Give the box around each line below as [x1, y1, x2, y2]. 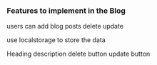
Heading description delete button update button [6, 49, 151, 59]
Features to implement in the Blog [6, 6, 126, 16]
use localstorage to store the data [6, 36, 106, 44]
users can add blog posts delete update [6, 22, 124, 31]
